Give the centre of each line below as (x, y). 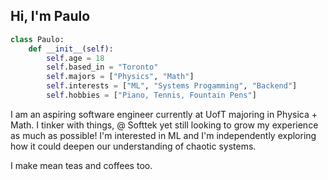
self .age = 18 (75, 58)
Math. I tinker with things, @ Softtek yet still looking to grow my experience (164, 125)
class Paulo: (37, 39)
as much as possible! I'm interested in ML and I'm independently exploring (163, 135)
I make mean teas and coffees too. (81, 165)
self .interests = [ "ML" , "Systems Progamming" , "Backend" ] (172, 86)
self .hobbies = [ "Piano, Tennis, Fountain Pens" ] (151, 95)
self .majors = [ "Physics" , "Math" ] (120, 77)
